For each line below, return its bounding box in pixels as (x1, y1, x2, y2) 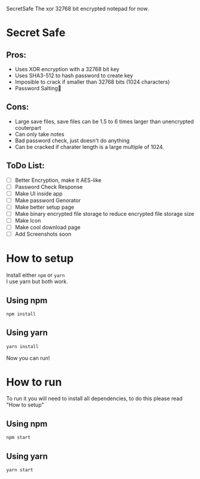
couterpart (14, 124, 42, 131)
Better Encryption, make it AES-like (14, 176, 102, 184)
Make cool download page (14, 224, 81, 231)
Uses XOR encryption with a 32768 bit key (14, 66, 120, 72)
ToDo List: (6, 161, 45, 171)
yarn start (6, 466, 34, 473)
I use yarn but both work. (6, 278, 68, 285)
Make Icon (14, 217, 41, 224)
